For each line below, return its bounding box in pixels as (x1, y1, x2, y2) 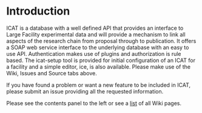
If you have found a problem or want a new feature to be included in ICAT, (6, 81, 191, 89)
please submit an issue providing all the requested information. (6, 87, 164, 95)
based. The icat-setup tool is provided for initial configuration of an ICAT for (6, 56, 196, 64)
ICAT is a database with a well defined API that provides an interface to (6, 24, 184, 32)
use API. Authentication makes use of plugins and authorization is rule (6, 50, 181, 57)
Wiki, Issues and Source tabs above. (6, 69, 97, 77)
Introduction (6, 4, 70, 18)
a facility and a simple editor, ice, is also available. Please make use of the (6, 63, 191, 70)
